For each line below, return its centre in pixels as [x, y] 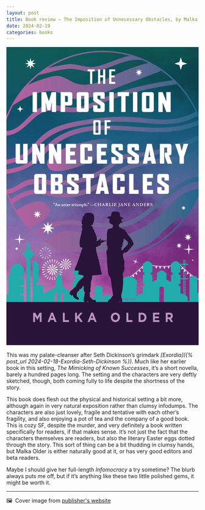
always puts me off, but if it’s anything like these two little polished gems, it [100, 476]
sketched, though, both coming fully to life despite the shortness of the [95, 381]
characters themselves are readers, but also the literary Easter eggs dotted [101, 438]
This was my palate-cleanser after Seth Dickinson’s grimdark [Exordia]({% [100, 355]
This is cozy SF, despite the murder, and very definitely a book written [94, 425]
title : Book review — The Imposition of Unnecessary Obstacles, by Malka [102, 19]
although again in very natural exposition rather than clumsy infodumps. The [102, 405]
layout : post [23, 13]
